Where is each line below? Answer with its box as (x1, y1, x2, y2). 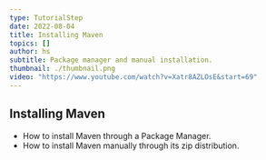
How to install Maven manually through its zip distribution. (22, 140, 240, 151)
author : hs (9, 47, 51, 56)
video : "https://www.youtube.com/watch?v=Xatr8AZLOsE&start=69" (9, 73, 258, 82)
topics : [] (9, 38, 51, 48)
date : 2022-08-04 (9, 22, 75, 31)
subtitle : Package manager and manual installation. (9, 55, 213, 65)
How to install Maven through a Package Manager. (22, 130, 212, 141)
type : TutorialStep (9, 13, 84, 23)
